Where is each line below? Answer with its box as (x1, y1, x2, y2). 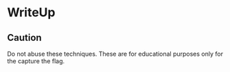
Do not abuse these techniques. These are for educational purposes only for (7, 50, 223, 58)
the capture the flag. (7, 57, 65, 65)
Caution (7, 32, 43, 43)
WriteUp (7, 5, 56, 20)
